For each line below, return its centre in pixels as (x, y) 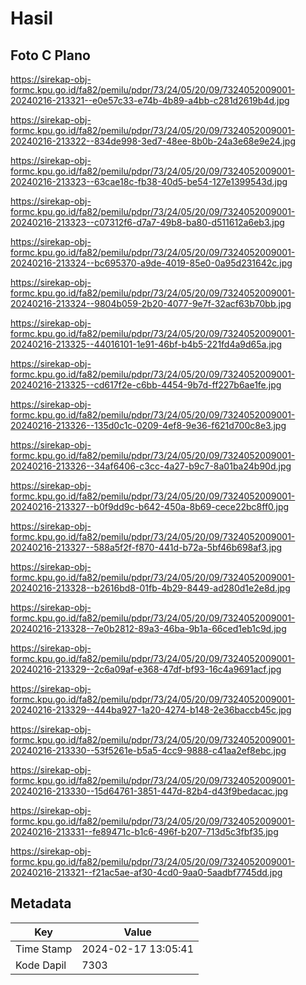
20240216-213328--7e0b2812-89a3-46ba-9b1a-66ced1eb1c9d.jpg (148, 628)
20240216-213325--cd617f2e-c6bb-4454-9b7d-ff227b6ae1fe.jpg (146, 385)
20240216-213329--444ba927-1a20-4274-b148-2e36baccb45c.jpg (151, 710)
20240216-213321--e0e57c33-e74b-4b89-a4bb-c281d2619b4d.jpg (150, 100)
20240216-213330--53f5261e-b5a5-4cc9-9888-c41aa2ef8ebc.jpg (148, 750)
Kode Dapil (41, 965)
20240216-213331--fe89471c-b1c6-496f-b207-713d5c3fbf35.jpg (144, 831)
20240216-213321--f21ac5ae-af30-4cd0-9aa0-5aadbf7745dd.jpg (146, 872)
